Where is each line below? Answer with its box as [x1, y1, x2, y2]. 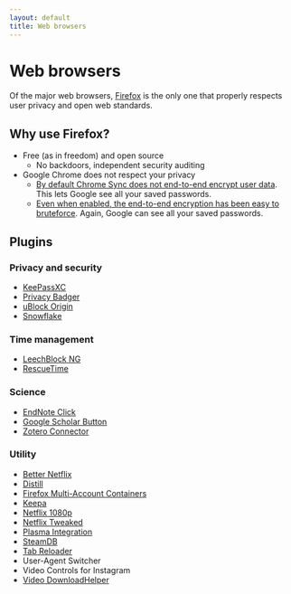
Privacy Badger [22, 291, 80, 302]
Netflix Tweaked [22, 516, 83, 527]
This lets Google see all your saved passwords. [35, 189, 212, 200]
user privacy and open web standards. [9, 100, 154, 111]
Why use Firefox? [9, 126, 110, 141]
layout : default [9, 13, 70, 23]
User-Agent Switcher [22, 555, 101, 566]
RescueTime [22, 363, 70, 374]
